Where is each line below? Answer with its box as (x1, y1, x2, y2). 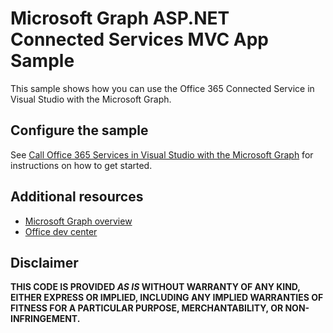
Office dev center (24, 225, 98, 237)
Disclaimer (10, 254, 79, 271)
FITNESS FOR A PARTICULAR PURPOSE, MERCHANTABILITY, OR (10, 302, 284, 314)
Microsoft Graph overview (24, 215, 133, 227)
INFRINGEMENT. (10, 313, 81, 325)
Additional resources (10, 188, 144, 206)
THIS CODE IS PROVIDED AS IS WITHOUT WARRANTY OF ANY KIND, (10, 281, 301, 293)
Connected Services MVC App (10, 28, 269, 51)
